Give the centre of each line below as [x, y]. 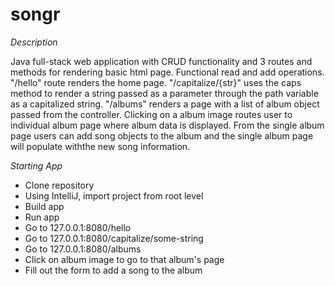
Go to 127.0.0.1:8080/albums [83, 249]
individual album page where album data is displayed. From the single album [167, 125]
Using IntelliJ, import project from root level [114, 195]
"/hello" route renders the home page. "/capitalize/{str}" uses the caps [156, 82]
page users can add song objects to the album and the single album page [162, 135]
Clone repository [59, 185]
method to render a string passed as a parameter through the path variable [164, 93]
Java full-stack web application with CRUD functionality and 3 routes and [161, 61]
